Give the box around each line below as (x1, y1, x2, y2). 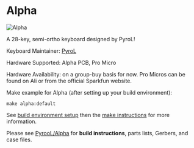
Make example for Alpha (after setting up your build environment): (6, 89, 173, 96)
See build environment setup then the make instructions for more (6, 111, 170, 118)
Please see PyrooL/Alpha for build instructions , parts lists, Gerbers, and (6, 129, 189, 136)
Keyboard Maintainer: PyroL (6, 47, 77, 55)
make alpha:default (6, 101, 56, 107)
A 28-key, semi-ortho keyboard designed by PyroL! (6, 35, 135, 42)
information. (6, 118, 37, 125)
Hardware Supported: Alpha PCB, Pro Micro (6, 59, 117, 66)
